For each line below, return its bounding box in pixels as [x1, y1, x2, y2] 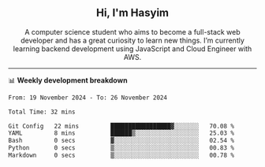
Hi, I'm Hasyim [95, 6, 170, 20]
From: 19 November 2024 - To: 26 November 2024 [8, 94, 168, 102]
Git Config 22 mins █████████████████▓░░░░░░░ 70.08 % [8, 122, 235, 130]
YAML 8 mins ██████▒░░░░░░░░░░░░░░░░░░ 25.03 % [8, 129, 235, 137]
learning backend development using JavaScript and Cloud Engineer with [13, 43, 252, 54]
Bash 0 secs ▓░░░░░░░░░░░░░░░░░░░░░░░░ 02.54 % [8, 137, 235, 145]
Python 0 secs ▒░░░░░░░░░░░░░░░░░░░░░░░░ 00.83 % [8, 144, 235, 152]
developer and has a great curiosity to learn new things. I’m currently [21, 35, 244, 45]
